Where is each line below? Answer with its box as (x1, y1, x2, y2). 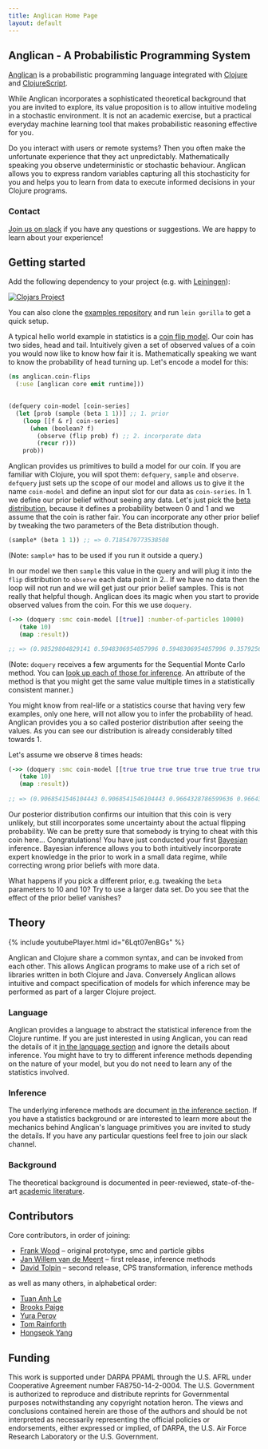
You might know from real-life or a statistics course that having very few (8, 701, 246, 710)
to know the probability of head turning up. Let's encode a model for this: (8, 357, 249, 367)
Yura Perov (19, 1311, 57, 1320)
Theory (8, 916, 46, 930)
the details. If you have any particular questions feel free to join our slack (8, 1131, 248, 1140)
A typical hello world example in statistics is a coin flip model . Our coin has (8, 332, 254, 341)
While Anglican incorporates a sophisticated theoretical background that (8, 94, 246, 104)
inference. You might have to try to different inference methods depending (8, 1051, 253, 1060)
